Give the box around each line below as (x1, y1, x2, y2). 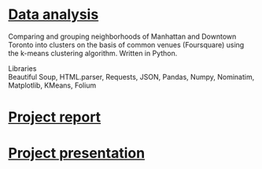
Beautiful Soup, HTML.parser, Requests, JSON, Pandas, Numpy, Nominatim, (8, 72, 255, 81)
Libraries (8, 63, 37, 73)
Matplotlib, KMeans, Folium (8, 81, 97, 90)
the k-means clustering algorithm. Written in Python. (8, 48, 178, 58)
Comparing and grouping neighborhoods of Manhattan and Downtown (8, 32, 237, 41)
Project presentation (8, 145, 146, 163)
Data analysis (8, 6, 99, 24)
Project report (8, 108, 101, 126)
